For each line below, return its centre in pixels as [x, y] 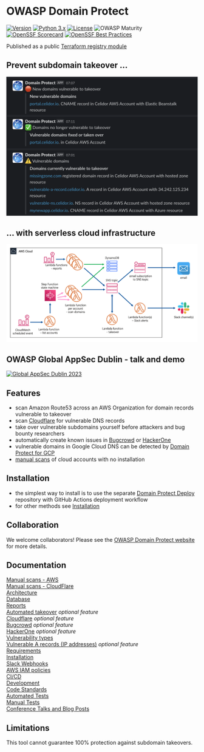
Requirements [24, 651]
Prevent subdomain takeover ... [67, 65]
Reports [16, 606]
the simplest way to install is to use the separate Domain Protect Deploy [105, 493]
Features [23, 393]
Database [18, 599]
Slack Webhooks [27, 664]
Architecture [22, 593]
